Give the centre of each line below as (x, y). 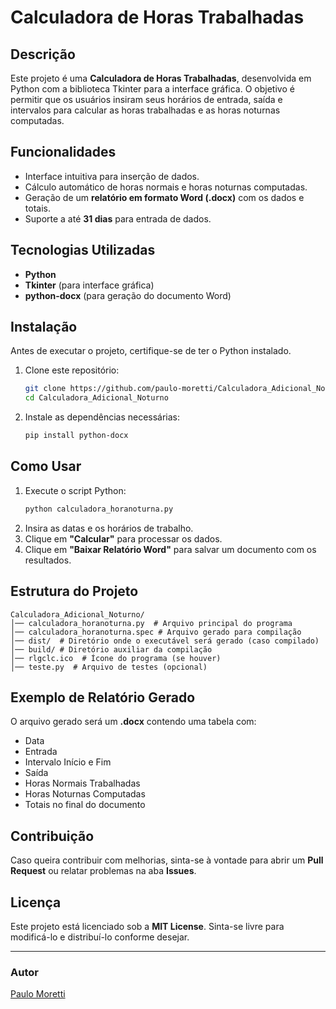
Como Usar (46, 466)
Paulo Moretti (38, 994)
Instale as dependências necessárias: (102, 417)
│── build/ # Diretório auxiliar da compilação (111, 649)
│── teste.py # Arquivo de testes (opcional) (109, 667)
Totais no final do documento (85, 805)
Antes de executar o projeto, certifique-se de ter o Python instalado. (151, 351)
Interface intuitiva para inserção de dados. (112, 176)
